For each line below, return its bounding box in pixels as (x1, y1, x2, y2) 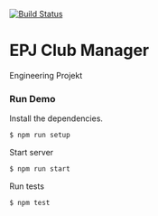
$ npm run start (9, 164, 70, 174)
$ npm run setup (9, 131, 70, 140)
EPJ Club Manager (9, 41, 150, 61)
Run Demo (9, 92, 56, 105)
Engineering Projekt (9, 70, 83, 80)
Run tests (9, 181, 45, 192)
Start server (9, 147, 54, 158)
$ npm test (9, 198, 51, 207)
